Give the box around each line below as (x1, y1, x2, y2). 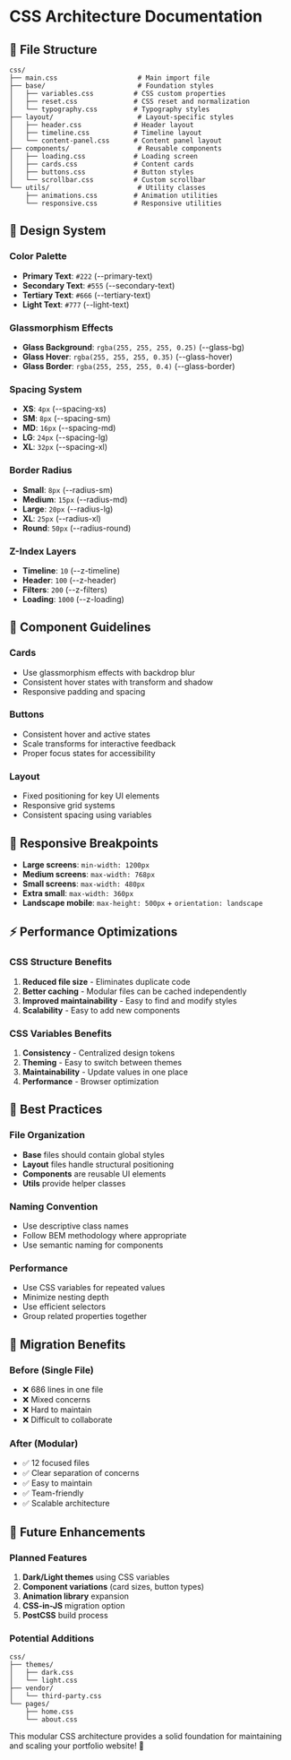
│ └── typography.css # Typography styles (9, 105, 210, 114)
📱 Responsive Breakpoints (9, 835, 159, 850)
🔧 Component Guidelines (9, 620, 151, 635)
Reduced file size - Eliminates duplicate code (21, 976, 191, 987)
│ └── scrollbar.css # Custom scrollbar (9, 176, 206, 185)
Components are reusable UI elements (21, 1168, 167, 1179)
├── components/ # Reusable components (9, 144, 222, 153)
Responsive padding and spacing (21, 686, 146, 696)
